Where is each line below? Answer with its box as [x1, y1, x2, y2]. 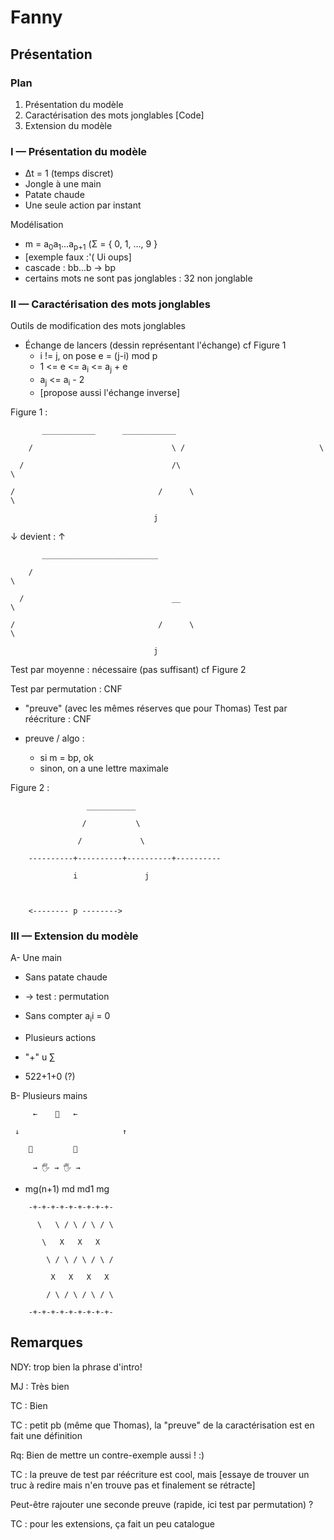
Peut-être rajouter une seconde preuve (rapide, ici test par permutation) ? [10, 1498, 314, 1510]
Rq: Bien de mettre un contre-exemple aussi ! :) [10, 1449, 205, 1461]
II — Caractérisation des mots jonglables [10, 297, 211, 311]
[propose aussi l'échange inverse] [39, 386, 181, 398]
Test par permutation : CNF [10, 682, 123, 695]
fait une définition [10, 1429, 83, 1441]
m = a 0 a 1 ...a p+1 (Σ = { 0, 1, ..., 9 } [24, 238, 158, 252]
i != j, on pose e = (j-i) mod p [39, 350, 158, 362]
